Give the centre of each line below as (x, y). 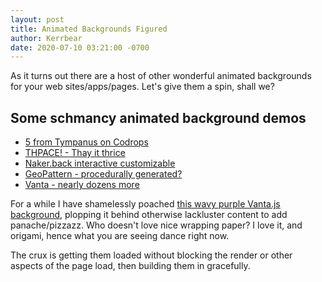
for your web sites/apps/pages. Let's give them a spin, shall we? (142, 87)
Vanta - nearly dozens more (82, 185)
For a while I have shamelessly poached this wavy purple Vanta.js (145, 204)
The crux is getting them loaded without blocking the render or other (151, 255)
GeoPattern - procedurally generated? (103, 174)
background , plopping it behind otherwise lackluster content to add (149, 215)
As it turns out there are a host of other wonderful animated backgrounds (161, 76)
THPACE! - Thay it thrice (75, 153)
